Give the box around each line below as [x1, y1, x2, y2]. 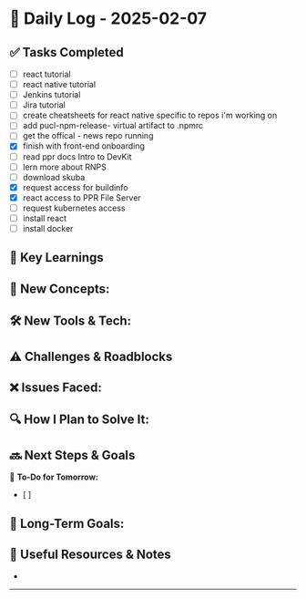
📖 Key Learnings [9, 250, 105, 265]
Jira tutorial [22, 99, 66, 110]
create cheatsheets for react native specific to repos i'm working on [22, 109, 278, 121]
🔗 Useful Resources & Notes [9, 546, 171, 562]
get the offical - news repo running [22, 130, 154, 141]
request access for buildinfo [22, 181, 129, 192]
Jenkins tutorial [22, 89, 81, 100]
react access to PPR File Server [22, 191, 141, 203]
